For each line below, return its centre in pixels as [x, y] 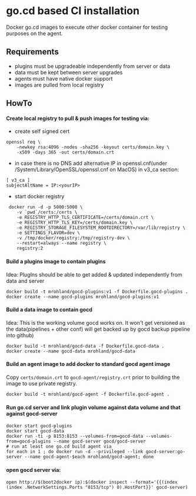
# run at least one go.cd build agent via [59, 447]
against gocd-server [32, 414]
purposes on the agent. [34, 33]
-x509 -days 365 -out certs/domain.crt [66, 152]
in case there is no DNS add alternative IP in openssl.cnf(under [91, 164]
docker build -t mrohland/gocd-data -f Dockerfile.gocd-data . [85, 346]
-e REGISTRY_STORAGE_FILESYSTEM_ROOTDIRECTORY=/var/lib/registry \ [101, 228]
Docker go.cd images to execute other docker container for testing [87, 27]
